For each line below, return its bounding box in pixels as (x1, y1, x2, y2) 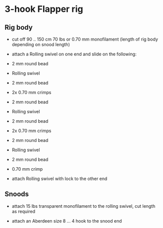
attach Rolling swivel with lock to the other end (11, 176, 108, 182)
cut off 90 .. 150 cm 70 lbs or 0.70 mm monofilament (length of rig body (11, 36, 158, 42)
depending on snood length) (11, 42, 70, 47)
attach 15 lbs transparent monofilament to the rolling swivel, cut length (11, 203, 156, 209)
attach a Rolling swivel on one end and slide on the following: (11, 51, 137, 57)
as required (11, 208, 36, 214)
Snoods (4, 190, 29, 198)
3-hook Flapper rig (4, 3, 83, 15)
